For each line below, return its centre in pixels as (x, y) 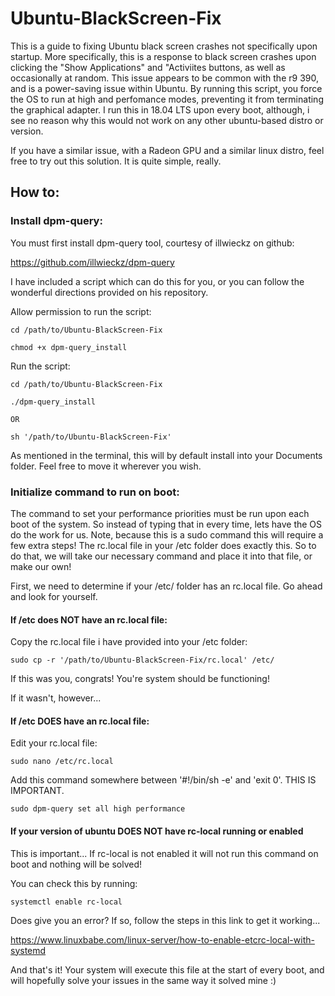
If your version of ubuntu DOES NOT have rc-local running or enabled (157, 831)
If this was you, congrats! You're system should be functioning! (140, 679)
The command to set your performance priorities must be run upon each (160, 513)
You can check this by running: (74, 883)
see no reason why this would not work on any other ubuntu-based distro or (167, 120)
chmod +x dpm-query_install (69, 347)
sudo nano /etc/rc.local (62, 762)
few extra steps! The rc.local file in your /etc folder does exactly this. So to (163, 545)
